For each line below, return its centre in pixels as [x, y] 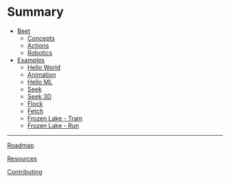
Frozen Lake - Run [53, 125]
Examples [31, 60]
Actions [38, 45]
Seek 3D [39, 96]
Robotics [40, 53]
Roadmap [21, 145]
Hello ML [40, 82]
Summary [35, 12]
